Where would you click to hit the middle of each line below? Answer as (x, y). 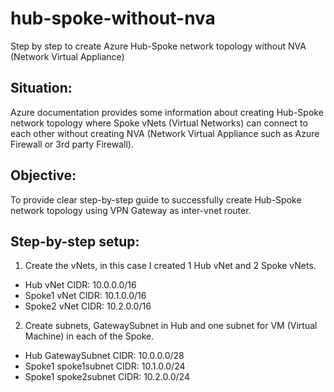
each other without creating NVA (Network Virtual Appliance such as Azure (165, 133)
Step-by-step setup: (75, 241)
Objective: (43, 175)
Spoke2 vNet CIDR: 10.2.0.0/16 (88, 306)
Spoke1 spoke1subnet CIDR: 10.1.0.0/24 (105, 366)
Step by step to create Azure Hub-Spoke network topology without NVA (158, 46)
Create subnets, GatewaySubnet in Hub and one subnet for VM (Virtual (171, 326)
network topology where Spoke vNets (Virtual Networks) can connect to (159, 123)
